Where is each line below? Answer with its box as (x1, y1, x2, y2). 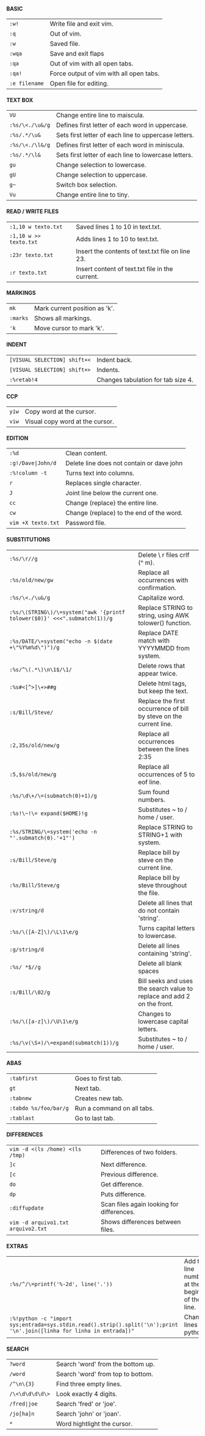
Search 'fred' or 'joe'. (56, 1400, 117, 1408)
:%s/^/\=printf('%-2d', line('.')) (9, 1281, 113, 1288)
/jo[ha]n (9, 1410, 35, 1418)
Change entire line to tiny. (56, 190, 130, 199)
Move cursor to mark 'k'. (34, 324, 105, 332)
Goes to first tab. (74, 1074, 123, 1082)
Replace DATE (138, 628, 179, 637)
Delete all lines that (138, 898, 193, 907)
